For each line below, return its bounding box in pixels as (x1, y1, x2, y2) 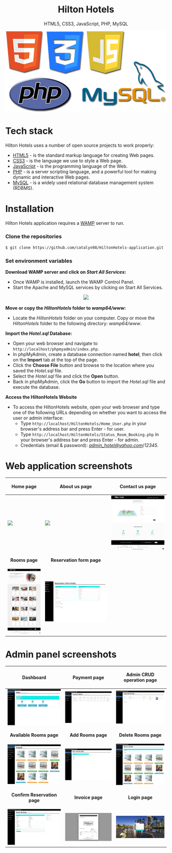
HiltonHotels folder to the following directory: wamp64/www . (12, 321, 142, 327)
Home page (11, 483, 37, 489)
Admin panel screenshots (5, 648, 117, 660)
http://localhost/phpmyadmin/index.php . (12, 346, 99, 352)
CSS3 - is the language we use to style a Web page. (12, 157, 123, 164)
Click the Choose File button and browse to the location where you (12, 362, 155, 368)
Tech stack (5, 125, 53, 137)
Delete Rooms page (119, 732, 162, 738)
